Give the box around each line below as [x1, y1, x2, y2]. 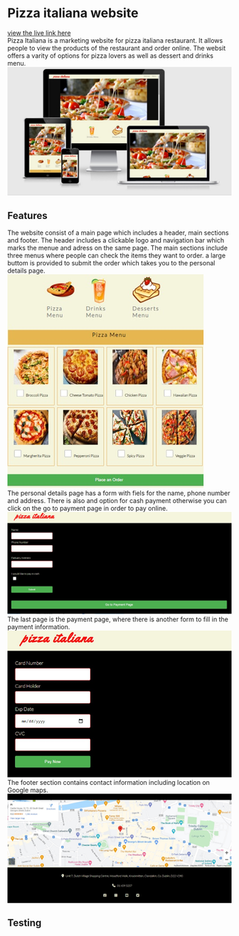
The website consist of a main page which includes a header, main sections [7, 228, 229, 237]
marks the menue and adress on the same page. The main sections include [7, 244, 228, 253]
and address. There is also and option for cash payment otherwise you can [7, 497, 228, 505]
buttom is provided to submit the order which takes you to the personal [7, 259, 216, 268]
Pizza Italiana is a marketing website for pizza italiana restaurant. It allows [7, 36, 223, 44]
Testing [7, 917, 42, 929]
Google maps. [7, 786, 48, 795]
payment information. [7, 623, 70, 631]
